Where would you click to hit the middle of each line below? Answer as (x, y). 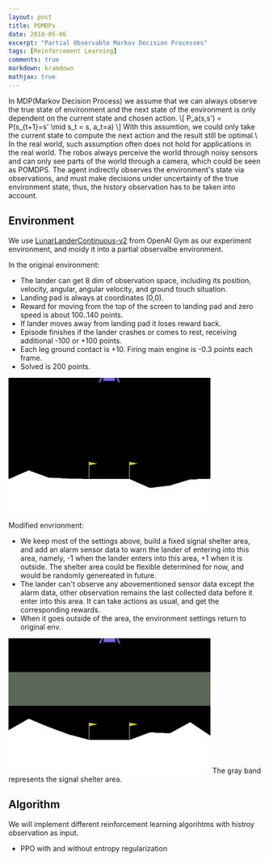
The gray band (237, 770)
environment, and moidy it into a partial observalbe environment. (116, 249)
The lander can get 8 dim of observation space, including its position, (136, 280)
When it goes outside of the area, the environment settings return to (133, 618)
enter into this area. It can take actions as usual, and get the (120, 601)
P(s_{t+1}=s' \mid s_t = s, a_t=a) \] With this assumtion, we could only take (132, 126)
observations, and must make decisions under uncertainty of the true (124, 178)
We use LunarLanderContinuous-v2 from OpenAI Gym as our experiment (130, 240)
